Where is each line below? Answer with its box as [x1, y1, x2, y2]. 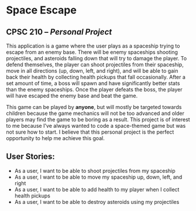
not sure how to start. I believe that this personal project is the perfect [6, 128, 174, 135]
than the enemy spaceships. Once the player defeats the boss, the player [6, 86, 183, 93]
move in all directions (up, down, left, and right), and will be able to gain [6, 67, 178, 74]
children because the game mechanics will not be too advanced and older [6, 110, 184, 117]
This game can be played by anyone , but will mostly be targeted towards [6, 104, 182, 110]
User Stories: [6, 152, 55, 162]
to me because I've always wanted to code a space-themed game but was [6, 122, 186, 129]
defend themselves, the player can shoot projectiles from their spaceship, [6, 61, 184, 68]
